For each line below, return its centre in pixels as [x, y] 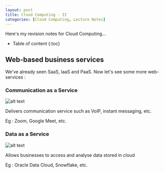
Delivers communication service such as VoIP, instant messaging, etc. [78, 111]
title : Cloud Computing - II [36, 15]
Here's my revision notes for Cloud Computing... [56, 34]
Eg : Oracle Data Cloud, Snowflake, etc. [46, 165]
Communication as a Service [41, 90]
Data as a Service [27, 134]
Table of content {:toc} [36, 44]
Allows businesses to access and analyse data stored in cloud [70, 155]
